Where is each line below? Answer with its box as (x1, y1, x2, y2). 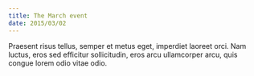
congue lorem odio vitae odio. (8, 58, 108, 68)
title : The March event (8, 11, 88, 20)
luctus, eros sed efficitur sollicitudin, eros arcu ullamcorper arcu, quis (8, 50, 238, 59)
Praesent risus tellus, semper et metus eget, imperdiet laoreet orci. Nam (8, 41, 247, 50)
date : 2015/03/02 (8, 19, 67, 27)
